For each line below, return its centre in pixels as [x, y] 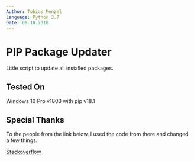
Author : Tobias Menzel [34, 12]
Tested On [26, 87]
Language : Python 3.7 [33, 17]
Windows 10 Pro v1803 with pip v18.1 [51, 101]
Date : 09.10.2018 [28, 22]
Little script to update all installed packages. [60, 68]
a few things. [22, 140]
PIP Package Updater [59, 52]
